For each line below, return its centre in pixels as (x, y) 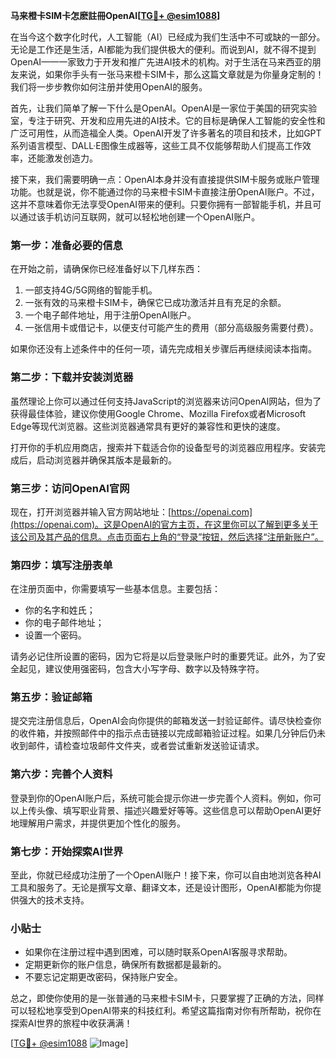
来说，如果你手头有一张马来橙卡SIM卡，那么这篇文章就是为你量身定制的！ (171, 74)
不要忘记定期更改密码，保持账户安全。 (103, 977)
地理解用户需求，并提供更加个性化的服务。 (98, 823)
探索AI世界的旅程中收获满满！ (71, 1023)
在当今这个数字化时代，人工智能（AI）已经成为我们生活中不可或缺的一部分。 (168, 37)
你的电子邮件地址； (64, 623)
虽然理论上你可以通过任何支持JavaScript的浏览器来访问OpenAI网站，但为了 (166, 401)
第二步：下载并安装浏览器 (72, 377)
